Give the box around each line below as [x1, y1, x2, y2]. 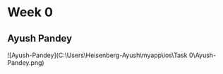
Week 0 [7, 4, 53, 20]
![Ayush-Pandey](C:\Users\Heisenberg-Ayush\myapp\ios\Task [7, 51, 188, 59]
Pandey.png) [7, 58, 44, 67]
